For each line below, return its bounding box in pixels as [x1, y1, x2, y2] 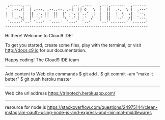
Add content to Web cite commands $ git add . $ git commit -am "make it [5, 71, 153, 76]
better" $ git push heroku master [5, 76, 71, 82]
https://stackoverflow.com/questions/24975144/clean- [47, 104, 158, 110]
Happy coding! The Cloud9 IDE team [5, 57, 80, 63]
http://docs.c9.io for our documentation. [5, 48, 86, 53]
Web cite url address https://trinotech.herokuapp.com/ [5, 90, 115, 96]
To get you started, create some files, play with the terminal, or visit [5, 42, 141, 48]
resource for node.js [5, 104, 46, 110]
